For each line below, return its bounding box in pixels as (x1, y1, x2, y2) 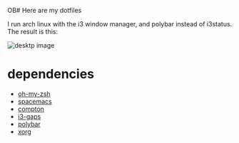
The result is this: (7, 28, 59, 36)
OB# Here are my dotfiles (7, 6, 82, 14)
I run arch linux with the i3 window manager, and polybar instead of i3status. (7, 20, 233, 28)
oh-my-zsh (17, 89, 51, 98)
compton (17, 105, 45, 113)
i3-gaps (17, 112, 41, 120)
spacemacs (17, 97, 52, 105)
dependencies (7, 66, 95, 83)
